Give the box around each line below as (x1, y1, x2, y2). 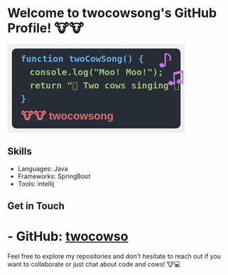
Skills (7, 146, 32, 158)
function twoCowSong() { (21, 53, 144, 65)
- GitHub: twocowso (7, 229, 129, 244)
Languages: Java (17, 164, 68, 173)
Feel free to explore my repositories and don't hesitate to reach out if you (7, 252, 222, 261)
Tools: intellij (17, 179, 55, 188)
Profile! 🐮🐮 (7, 20, 84, 36)
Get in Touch (7, 200, 65, 212)
